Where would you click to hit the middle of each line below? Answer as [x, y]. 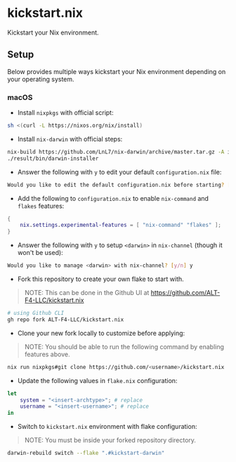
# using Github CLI [36, 313]
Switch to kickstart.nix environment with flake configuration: [107, 427]
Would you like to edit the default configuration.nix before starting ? [116, 185]
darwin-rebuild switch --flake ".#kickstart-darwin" [86, 453]
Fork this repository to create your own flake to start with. [100, 279]
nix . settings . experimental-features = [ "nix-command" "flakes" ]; [120, 225]
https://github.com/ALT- [185, 293]
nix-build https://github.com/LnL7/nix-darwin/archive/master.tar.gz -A [116, 152]
